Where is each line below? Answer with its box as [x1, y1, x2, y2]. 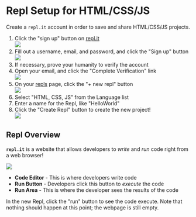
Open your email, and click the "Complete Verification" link [14, 67, 157, 74]
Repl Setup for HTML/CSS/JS [6, 4, 150, 18]
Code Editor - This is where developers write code [14, 174, 137, 181]
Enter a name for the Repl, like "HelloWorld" [14, 99, 120, 106]
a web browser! [6, 151, 44, 159]
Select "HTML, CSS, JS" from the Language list [14, 94, 129, 101]
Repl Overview [6, 130, 61, 140]
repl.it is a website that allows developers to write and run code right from [6, 145, 189, 153]
